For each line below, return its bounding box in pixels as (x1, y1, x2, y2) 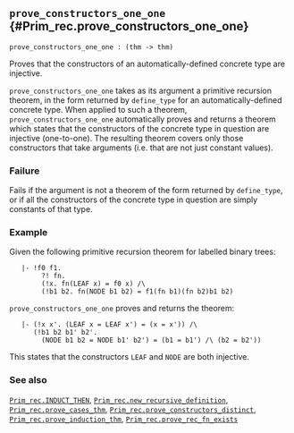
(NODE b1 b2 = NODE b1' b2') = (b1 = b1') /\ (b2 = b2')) (41, 335, 262, 345)
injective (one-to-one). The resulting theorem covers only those (9, 132, 244, 143)
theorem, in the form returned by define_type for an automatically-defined (9, 94, 282, 106)
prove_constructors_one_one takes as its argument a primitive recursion (9, 85, 273, 96)
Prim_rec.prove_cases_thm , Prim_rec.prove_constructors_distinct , (9, 403, 256, 414)
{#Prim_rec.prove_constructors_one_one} (9, 19, 249, 34)
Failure (9, 165, 40, 177)
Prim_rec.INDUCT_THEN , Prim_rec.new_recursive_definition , (9, 394, 229, 405)
